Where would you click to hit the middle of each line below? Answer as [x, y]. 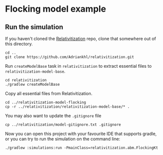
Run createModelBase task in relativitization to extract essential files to [79, 66]
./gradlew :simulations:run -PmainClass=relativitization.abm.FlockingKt [82, 148]
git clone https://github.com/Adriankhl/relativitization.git [70, 57]
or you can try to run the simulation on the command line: [63, 139]
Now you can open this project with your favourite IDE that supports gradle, [81, 134]
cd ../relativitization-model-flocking [46, 102]
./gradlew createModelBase [32, 84]
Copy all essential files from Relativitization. [49, 93]
